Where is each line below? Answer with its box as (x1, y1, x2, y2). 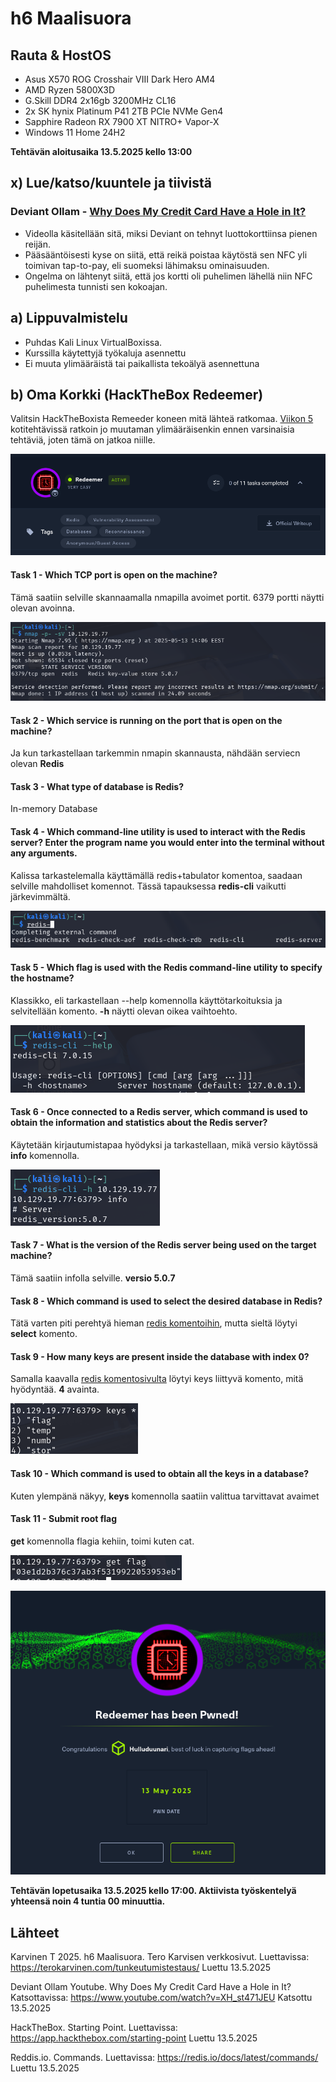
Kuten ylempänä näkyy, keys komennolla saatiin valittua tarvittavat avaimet (10, 1490, 320, 1502)
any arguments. (10, 847, 78, 859)
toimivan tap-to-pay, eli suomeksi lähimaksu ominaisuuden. (24, 259, 270, 271)
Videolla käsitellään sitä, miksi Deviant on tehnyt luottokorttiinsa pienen (24, 227, 318, 239)
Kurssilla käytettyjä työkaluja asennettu (24, 347, 187, 359)
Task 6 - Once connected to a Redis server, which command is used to (10, 1106, 308, 1118)
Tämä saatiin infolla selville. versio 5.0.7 (10, 1272, 176, 1284)
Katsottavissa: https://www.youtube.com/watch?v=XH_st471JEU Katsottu (10, 1992, 313, 2004)
